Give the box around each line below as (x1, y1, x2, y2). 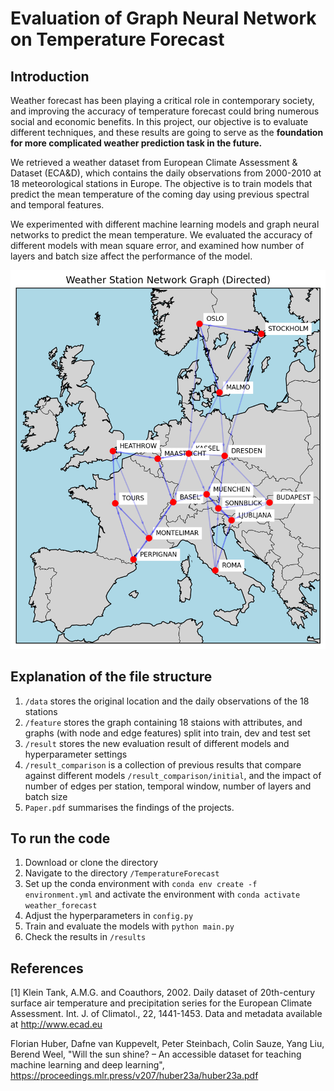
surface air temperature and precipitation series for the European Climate (10, 997, 313, 1009)
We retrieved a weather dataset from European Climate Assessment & (10, 157, 298, 168)
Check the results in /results (24, 931, 147, 943)
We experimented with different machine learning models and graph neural (10, 218, 320, 230)
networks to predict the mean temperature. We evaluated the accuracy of (10, 229, 313, 241)
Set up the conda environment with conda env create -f (24, 878, 258, 890)
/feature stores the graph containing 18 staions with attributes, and (24, 716, 303, 728)
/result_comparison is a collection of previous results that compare (24, 758, 302, 771)
